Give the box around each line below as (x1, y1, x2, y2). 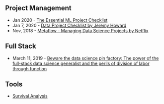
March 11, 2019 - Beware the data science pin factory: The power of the (12, 55, 159, 61)
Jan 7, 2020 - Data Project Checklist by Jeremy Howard (12, 22, 127, 28)
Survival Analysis (12, 93, 48, 99)
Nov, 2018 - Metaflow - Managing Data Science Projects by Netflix (12, 27, 149, 34)
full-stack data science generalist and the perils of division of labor (12, 60, 150, 66)
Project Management (5, 4, 72, 12)
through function (12, 65, 47, 71)
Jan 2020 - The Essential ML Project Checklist (12, 17, 108, 23)
